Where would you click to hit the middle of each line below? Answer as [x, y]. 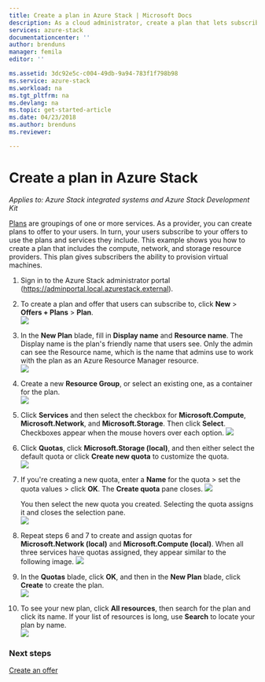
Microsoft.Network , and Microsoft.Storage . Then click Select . [123, 423]
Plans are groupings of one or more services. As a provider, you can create [131, 223]
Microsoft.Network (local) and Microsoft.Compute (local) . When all [132, 544]
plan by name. [43, 625]
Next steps [30, 653]
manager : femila [35, 52]
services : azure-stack [46, 30]
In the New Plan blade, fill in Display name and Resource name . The [131, 335]
